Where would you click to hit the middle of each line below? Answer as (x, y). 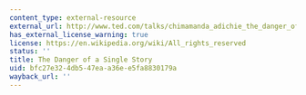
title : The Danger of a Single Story (81, 60)
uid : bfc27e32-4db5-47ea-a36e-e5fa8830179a (93, 69)
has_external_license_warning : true (79, 34)
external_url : (36, 26)
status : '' (30, 52)
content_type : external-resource (73, 18)
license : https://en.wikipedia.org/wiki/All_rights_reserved (128, 43)
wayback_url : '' (40, 77)
